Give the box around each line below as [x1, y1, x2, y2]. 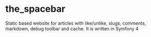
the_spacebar [5, 3, 66, 15]
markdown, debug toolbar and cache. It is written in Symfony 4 [5, 25, 139, 31]
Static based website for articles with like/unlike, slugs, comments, [5, 20, 146, 26]
